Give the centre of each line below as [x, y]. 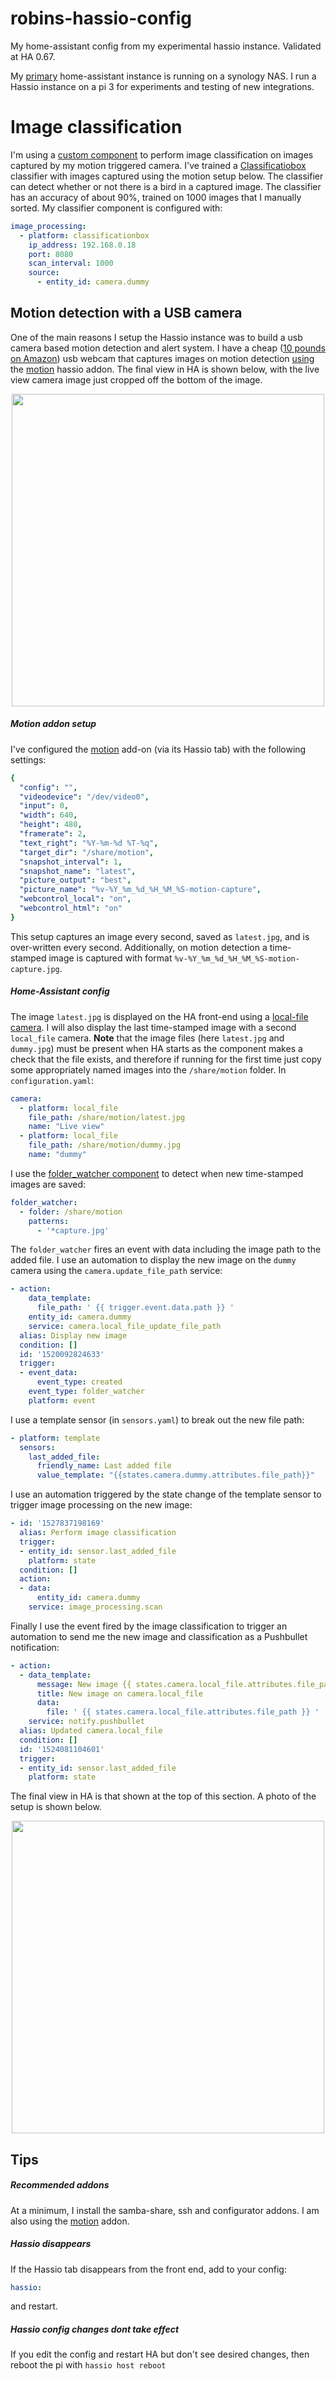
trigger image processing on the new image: [101, 1505]
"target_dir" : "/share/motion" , [87, 852]
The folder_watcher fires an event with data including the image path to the [166, 1249]
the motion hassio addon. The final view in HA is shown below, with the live [165, 369]
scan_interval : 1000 [71, 263]
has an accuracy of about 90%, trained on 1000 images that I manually [156, 197]
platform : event [62, 1400]
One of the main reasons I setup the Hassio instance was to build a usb [156, 337]
